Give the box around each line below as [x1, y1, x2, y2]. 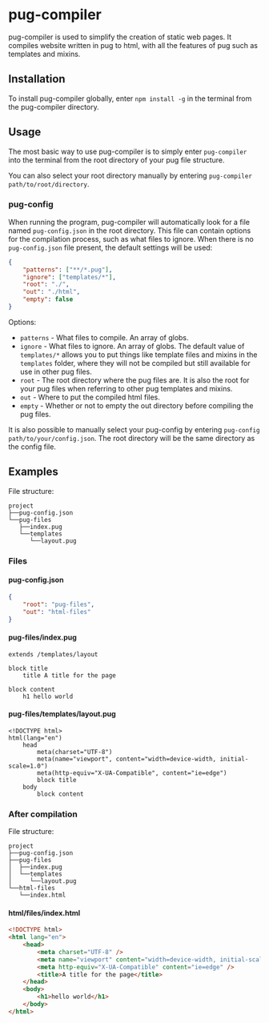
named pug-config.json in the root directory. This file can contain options [8, 226, 251, 235]
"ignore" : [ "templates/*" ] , [22, 273, 116, 281]
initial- [219, 755, 249, 763]
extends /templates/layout [8, 650, 98, 658]
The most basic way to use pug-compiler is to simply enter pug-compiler [8, 146, 247, 156]
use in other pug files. [19, 367, 92, 376]
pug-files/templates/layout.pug [8, 709, 116, 719]
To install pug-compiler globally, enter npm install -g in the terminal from [8, 94, 252, 103]
